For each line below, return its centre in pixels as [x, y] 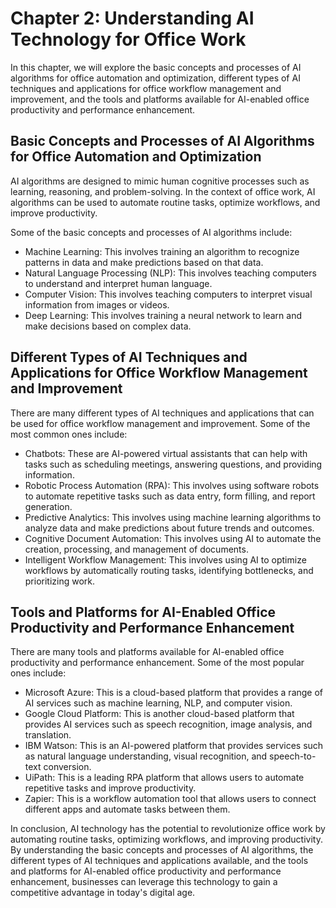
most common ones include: [69, 434]
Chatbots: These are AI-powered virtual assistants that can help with [166, 453]
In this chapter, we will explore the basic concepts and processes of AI [156, 67]
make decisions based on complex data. [108, 326]
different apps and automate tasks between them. [127, 809]
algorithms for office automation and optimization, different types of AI [155, 78]
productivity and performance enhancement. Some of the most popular [157, 663]
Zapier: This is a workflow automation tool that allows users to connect [170, 799]
